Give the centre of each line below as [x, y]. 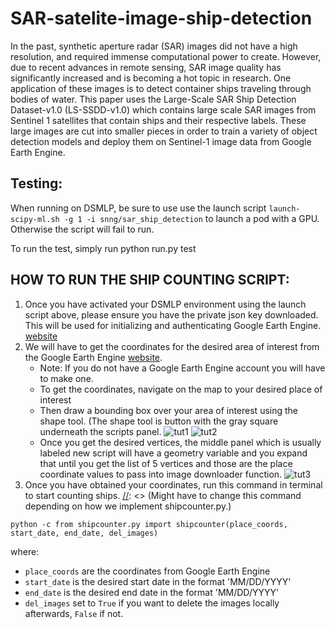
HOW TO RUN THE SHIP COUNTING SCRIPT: [150, 280]
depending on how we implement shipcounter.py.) [128, 506]
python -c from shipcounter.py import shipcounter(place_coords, [149, 524]
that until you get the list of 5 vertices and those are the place [166, 463]
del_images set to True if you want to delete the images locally [152, 603]
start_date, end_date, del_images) [84, 533]
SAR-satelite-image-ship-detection [161, 18]
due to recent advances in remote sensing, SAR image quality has [146, 67]
